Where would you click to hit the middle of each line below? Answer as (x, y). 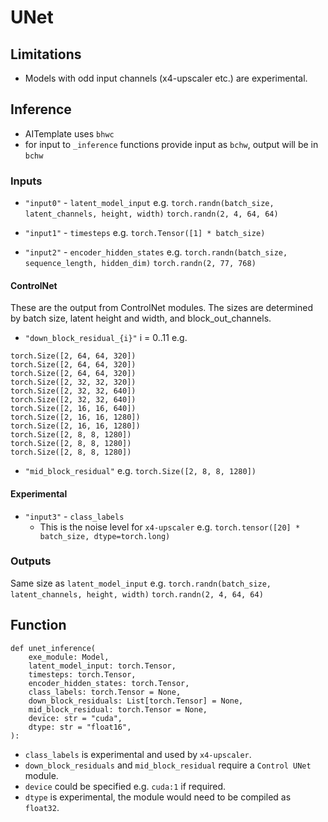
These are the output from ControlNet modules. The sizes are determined (162, 308)
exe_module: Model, (69, 657)
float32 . (42, 807)
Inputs (26, 181)
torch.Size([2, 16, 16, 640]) (73, 409)
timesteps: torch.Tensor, (82, 674)
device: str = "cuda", (75, 718)
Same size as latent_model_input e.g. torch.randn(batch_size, (141, 583)
